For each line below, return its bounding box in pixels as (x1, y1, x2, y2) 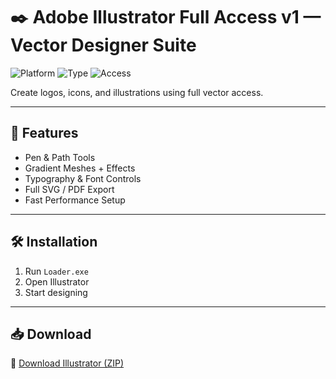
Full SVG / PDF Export (24, 183, 115, 195)
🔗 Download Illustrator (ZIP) (10, 357, 125, 369)
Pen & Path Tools (24, 151, 96, 163)
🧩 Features (10, 125, 79, 142)
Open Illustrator (24, 275, 90, 288)
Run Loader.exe (24, 265, 89, 277)
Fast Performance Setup (24, 194, 126, 206)
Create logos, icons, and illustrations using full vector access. (10, 86, 264, 98)
